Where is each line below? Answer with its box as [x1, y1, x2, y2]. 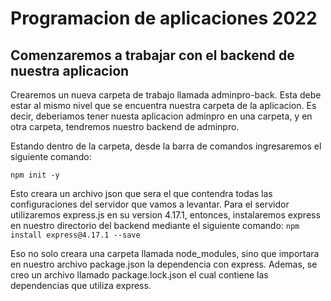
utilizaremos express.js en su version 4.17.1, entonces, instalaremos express [10, 209, 321, 221]
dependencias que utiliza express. [10, 280, 152, 291]
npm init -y [10, 170, 60, 180]
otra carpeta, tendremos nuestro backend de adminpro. [10, 121, 240, 132]
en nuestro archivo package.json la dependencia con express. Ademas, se [10, 258, 318, 270]
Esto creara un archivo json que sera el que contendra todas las [10, 188, 273, 199]
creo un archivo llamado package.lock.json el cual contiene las [10, 269, 269, 281]
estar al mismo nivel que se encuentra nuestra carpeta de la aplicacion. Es [10, 100, 317, 111]
